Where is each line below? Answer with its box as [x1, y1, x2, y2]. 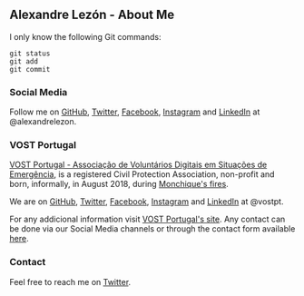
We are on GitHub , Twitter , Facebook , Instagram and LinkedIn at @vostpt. [9, 196, 284, 207]
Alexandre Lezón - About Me [9, 7, 175, 23]
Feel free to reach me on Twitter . [9, 276, 132, 287]
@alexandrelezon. [9, 116, 77, 127]
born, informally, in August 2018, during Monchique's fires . [9, 179, 229, 190]
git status [9, 49, 51, 58]
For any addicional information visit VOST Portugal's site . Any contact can [9, 213, 286, 225]
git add [9, 56, 39, 66]
